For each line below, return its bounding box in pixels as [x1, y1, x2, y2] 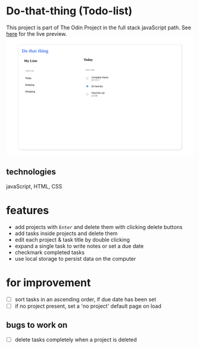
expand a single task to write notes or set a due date [14, 242, 144, 249]
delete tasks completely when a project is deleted [14, 336, 137, 343]
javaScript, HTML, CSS [6, 183, 63, 190]
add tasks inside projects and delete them [14, 230, 118, 237]
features [6, 203, 49, 217]
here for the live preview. [6, 30, 67, 37]
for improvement [6, 276, 91, 289]
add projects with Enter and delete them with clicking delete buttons [14, 223, 183, 230]
